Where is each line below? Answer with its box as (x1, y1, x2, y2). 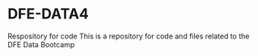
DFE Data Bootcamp (7, 39, 75, 49)
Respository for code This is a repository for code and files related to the (7, 31, 250, 41)
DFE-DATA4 (7, 5, 90, 23)
